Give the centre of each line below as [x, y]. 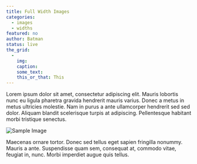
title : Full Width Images [38, 12]
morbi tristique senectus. [36, 119]
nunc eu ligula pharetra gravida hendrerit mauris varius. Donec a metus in [95, 100]
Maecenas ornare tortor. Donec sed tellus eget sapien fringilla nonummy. [94, 142]
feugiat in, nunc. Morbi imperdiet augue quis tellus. [68, 155]
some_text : [30, 72]
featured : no [22, 34]
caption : [27, 66]
